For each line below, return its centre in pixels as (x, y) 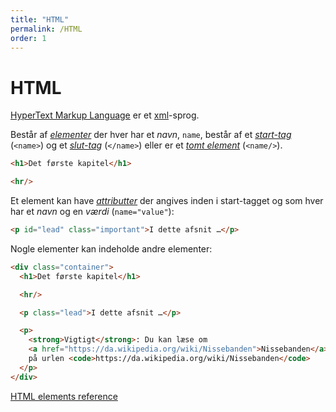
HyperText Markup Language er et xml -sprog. (105, 115)
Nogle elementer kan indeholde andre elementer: (111, 248)
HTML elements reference (64, 396)
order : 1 (28, 38)
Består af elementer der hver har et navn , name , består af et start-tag (151, 135)
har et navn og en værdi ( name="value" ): (92, 212)
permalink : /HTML (46, 29)
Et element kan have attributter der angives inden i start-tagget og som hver (167, 201)
